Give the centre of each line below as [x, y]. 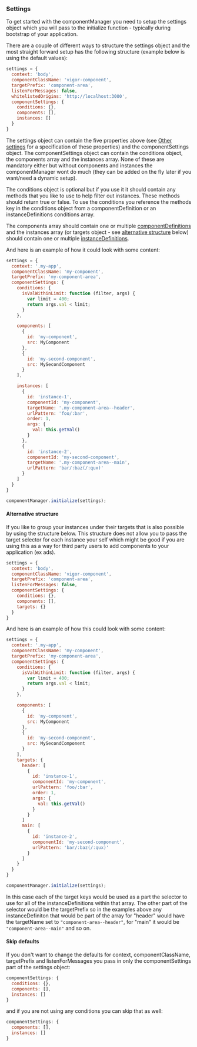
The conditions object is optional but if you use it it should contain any [91, 189]
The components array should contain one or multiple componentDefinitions [98, 226]
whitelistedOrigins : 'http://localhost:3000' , [69, 96]
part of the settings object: [38, 967]
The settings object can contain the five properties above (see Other [89, 140]
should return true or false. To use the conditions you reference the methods [99, 202]
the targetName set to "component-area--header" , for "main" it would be [93, 922]
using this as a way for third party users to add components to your [88, 546]
